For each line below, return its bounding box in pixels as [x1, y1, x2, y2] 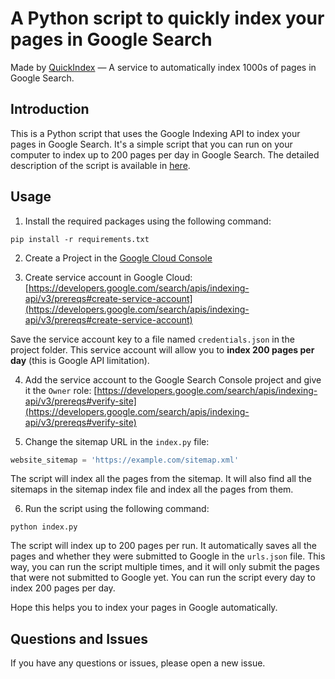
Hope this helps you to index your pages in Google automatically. [10, 602, 278, 614]
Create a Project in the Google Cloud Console [24, 252, 213, 264]
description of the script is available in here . [10, 159, 191, 171]
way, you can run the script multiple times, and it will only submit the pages [10, 561, 320, 573]
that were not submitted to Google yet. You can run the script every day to [10, 572, 316, 584]
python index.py [10, 522, 78, 532]
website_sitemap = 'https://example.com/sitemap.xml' [10, 455, 240, 465]
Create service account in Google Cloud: [24, 271, 193, 283]
